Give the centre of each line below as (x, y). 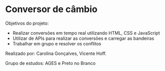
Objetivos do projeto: (27, 23)
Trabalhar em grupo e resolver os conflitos (57, 43)
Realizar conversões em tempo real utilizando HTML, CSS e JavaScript (86, 33)
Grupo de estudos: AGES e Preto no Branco (50, 63)
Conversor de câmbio (51, 9)
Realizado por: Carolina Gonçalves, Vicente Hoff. (56, 53)
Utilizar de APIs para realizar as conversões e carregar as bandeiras (83, 38)
